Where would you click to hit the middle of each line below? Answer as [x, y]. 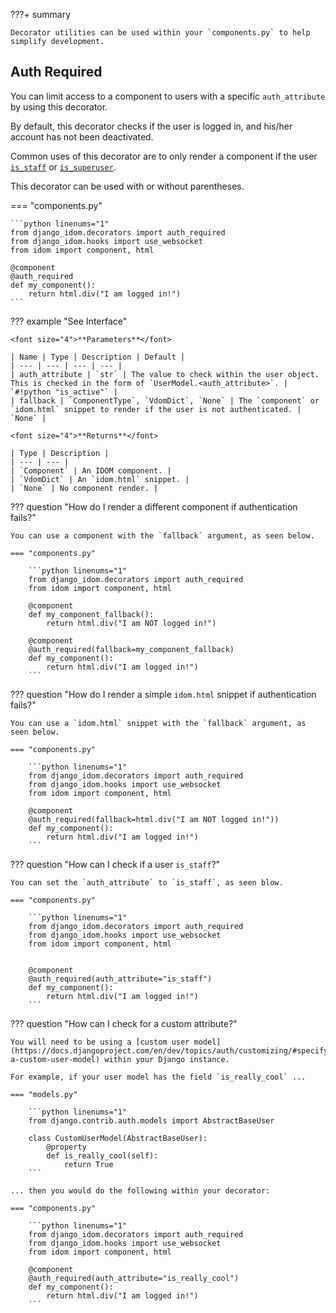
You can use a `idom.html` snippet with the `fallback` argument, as [158, 723]
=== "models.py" [44, 1094]
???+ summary [41, 14]
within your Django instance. [167, 1059]
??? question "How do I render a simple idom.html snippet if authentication [163, 694]
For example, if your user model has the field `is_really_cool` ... [158, 1077]
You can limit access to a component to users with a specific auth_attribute [168, 96]
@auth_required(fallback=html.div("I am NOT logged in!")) [154, 819]
